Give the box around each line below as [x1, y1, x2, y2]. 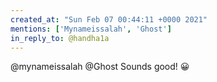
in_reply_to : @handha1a [10, 33, 110, 43]
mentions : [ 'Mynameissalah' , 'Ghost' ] [10, 24, 172, 34]
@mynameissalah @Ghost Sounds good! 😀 [10, 61, 190, 73]
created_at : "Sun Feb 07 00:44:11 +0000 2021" [10, 14, 208, 25]
